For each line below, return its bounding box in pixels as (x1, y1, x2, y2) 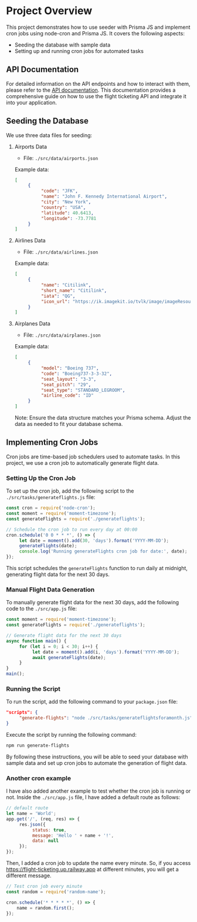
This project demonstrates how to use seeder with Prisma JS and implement (6, 24, 191, 31)
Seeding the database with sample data (14, 41, 110, 48)
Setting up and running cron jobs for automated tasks (14, 47, 144, 54)
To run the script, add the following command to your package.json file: (6, 698, 178, 705)
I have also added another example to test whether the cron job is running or (6, 787, 191, 795)
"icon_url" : (40, 298, 70, 304)
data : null (32, 838, 59, 844)
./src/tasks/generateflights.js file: (6, 494, 96, 501)
